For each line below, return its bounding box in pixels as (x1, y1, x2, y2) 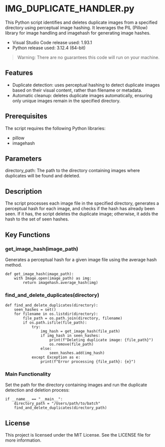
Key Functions (5, 230, 50, 239)
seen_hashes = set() (14, 307, 56, 312)
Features (5, 69, 33, 77)
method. (5, 262, 22, 268)
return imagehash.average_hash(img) (23, 280, 98, 285)
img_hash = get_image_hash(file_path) (40, 329, 121, 334)
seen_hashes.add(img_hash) (49, 350, 105, 356)
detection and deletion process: (5, 387, 70, 393)
